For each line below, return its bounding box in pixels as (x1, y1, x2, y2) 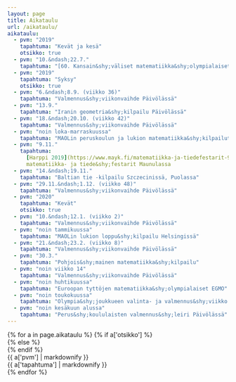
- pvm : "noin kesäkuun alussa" (13, 305, 105, 312)
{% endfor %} (7, 367, 48, 376)
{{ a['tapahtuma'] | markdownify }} (7, 360, 107, 369)
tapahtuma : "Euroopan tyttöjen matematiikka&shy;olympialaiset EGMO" (20, 285, 228, 292)
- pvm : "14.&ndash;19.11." (13, 167, 93, 174)
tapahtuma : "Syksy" (20, 75, 77, 83)
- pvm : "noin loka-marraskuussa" (13, 128, 112, 135)
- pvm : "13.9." (13, 102, 58, 109)
